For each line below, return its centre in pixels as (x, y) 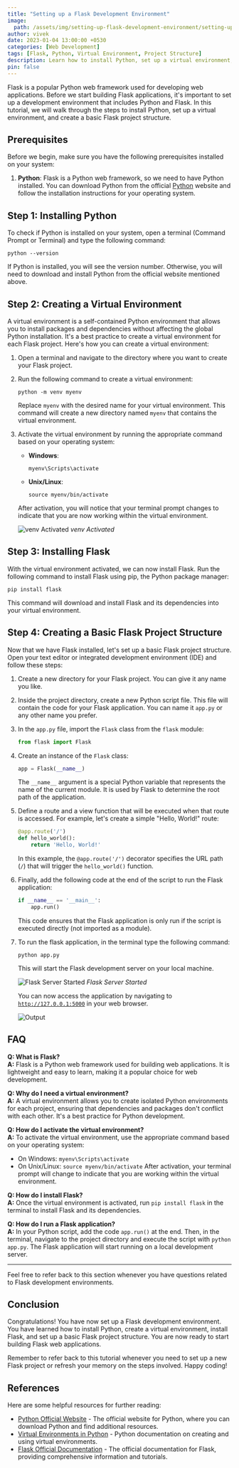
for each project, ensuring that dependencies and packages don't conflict (116, 1108)
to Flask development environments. (60, 1282)
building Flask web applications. (54, 1344)
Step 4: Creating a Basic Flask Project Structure (115, 633)
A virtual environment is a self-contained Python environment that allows (114, 322)
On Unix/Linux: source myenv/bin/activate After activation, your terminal (124, 1166)
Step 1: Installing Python (62, 215)
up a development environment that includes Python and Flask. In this (110, 102)
